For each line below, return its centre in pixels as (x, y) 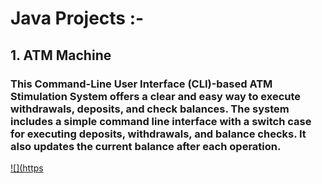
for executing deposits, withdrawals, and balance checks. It (158, 134)
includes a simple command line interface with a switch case (161, 121)
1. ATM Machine (61, 55)
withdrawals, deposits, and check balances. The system (150, 109)
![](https (27, 168)
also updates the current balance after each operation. (146, 146)
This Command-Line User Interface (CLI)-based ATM (141, 84)
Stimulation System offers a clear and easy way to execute (156, 96)
